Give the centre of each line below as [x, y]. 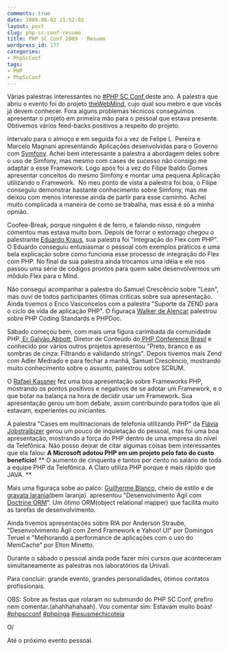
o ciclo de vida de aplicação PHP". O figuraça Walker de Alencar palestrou [112, 311]
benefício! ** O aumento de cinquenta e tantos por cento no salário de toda [114, 460]
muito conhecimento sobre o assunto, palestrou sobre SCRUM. [96, 368]
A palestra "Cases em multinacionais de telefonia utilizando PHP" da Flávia [113, 424]
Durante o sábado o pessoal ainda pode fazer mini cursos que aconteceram [114, 558]
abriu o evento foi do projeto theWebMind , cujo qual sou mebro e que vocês [114, 104]
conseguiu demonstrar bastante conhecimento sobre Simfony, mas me [107, 190]
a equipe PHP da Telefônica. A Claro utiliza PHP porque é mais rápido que [111, 467]
